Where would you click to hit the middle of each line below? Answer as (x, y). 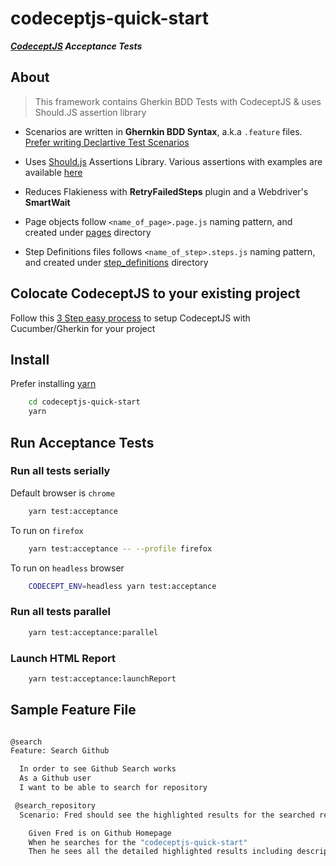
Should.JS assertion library (90, 112)
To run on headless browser (67, 568)
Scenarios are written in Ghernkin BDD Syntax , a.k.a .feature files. (163, 131)
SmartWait (47, 202)
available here (53, 172)
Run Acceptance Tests (82, 442)
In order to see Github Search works (98, 769)
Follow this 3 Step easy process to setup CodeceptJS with (130, 318)
